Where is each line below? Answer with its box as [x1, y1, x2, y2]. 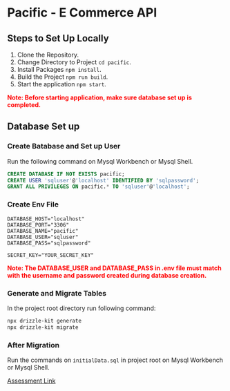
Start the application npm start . [17, 80, 107, 88]
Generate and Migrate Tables [7, 288, 107, 298]
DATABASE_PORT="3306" [7, 221, 70, 229]
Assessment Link [7, 376, 56, 385]
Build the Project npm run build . [17, 73, 108, 81]
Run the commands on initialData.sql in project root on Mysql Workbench [7, 356, 223, 364]
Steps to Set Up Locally [7, 32, 109, 44]
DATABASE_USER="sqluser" [7, 233, 79, 240]
